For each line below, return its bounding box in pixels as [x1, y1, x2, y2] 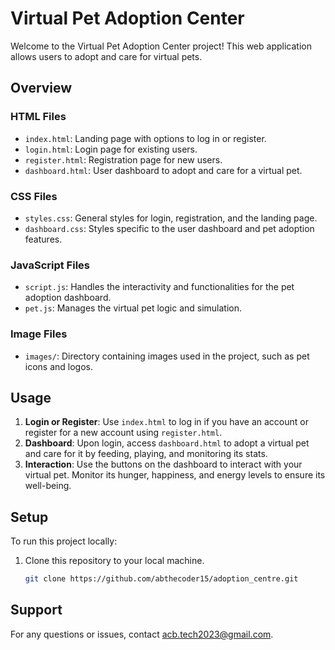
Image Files [10, 327, 68, 341]
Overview [10, 80, 73, 97]
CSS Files [10, 189, 58, 203]
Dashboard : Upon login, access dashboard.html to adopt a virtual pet [24, 437, 310, 449]
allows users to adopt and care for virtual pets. [10, 50, 203, 62]
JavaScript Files [10, 258, 90, 272]
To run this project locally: [10, 535, 118, 547]
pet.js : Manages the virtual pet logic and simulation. [24, 302, 243, 314]
